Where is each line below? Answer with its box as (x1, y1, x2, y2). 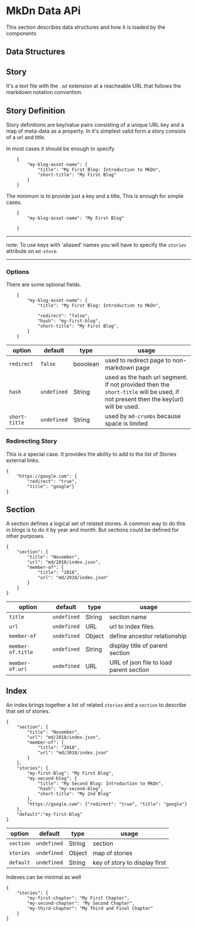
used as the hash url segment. (104, 373, 188, 381)
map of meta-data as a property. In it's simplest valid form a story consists (6, 127, 186, 135)
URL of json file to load (109, 659, 172, 667)
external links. (6, 456, 40, 463)
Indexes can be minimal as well (6, 874, 81, 881)
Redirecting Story (6, 437, 57, 445)
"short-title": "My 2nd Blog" (37, 791, 111, 797)
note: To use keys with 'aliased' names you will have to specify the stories (6, 241, 186, 248)
